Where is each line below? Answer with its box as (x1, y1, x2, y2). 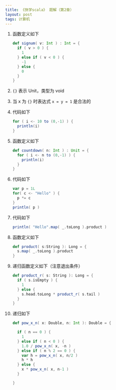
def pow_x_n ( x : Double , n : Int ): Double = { (12, 320, 111, 325)
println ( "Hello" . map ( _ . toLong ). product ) (12, 224, 107, 229)
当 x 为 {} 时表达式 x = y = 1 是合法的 (12, 98, 91, 104)
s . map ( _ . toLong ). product (17, 248, 73, 254)
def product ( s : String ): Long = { (12, 244, 87, 249)
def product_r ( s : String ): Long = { (12, 273, 93, 278)
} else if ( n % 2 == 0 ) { (17, 348, 76, 353)
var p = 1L (12, 186, 35, 191)
